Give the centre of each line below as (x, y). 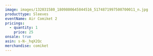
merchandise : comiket (27, 46)
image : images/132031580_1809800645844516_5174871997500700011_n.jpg (77, 9)
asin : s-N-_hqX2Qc (23, 41)
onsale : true (18, 37)
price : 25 (24, 32)
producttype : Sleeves (27, 14)
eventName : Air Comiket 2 (31, 19)
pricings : (15, 23)
